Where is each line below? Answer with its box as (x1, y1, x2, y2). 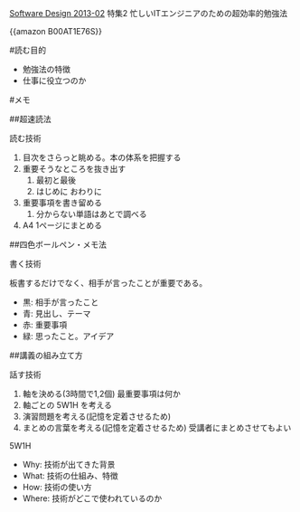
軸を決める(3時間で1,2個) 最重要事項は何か (22, 388, 181, 399)
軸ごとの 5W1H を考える (22, 400, 113, 410)
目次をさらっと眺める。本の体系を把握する (22, 152, 182, 163)
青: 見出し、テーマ (22, 308, 91, 318)
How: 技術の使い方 (22, 482, 92, 492)
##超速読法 (9, 114, 52, 124)
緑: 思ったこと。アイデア (22, 331, 115, 341)
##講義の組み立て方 (9, 350, 83, 360)
